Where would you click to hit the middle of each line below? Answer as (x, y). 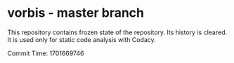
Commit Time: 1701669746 (46, 53)
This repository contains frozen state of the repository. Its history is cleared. (117, 32)
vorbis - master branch (76, 13)
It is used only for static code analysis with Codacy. (82, 39)
